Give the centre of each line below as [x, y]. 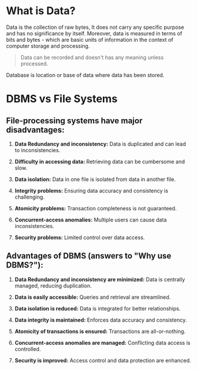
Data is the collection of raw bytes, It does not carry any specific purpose [95, 27]
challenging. [30, 197]
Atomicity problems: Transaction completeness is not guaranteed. [96, 208]
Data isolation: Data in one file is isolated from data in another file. [95, 179]
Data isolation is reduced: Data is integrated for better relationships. [98, 308]
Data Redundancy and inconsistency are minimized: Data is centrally [100, 279]
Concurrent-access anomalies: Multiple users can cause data [91, 220]
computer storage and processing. [48, 46]
